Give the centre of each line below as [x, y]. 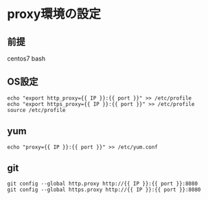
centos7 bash [26, 58]
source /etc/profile [37, 110]
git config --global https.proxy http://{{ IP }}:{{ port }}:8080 [104, 190]
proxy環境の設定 [54, 14]
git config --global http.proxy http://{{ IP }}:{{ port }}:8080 [102, 184]
